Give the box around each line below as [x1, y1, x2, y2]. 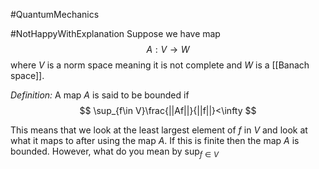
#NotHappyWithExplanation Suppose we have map [10, 28, 221, 39]
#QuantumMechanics [10, 9, 100, 20]
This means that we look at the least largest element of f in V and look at [10, 124, 308, 136]
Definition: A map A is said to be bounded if [10, 89, 190, 101]
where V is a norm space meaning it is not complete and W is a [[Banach [10, 59, 310, 71]
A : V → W [146, 44, 190, 55]
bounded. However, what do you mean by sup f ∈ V [10, 145, 220, 159]
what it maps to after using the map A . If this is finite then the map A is [10, 135, 300, 146]
